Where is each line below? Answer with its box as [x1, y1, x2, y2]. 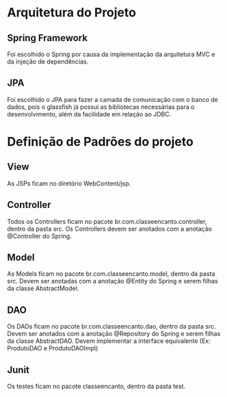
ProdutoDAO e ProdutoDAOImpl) [7, 344, 98, 353]
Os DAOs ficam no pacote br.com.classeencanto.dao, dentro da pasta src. [7, 322, 217, 331]
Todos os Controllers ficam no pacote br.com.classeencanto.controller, [7, 217, 207, 225]
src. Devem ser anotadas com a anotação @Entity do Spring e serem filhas [7, 277, 219, 285]
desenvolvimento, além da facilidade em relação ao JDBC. [7, 110, 172, 118]
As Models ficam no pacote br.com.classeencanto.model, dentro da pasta [7, 270, 215, 278]
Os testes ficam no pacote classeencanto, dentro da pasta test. [7, 382, 186, 391]
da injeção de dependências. [7, 57, 89, 66]
